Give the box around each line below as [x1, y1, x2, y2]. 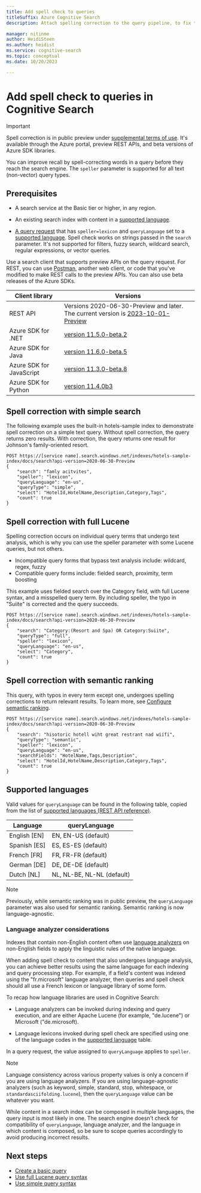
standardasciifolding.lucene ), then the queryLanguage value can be [6, 1090, 173, 1097]
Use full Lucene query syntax [14, 1173, 88, 1180]
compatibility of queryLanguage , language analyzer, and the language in [6, 1120, 181, 1128]
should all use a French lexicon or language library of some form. [6, 982, 166, 989]
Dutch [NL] [9, 870, 41, 879]
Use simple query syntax [14, 1180, 77, 1187]
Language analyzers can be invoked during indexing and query [14, 1005, 170, 1012]
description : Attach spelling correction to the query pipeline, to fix [6, 20, 191, 26]
